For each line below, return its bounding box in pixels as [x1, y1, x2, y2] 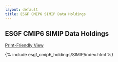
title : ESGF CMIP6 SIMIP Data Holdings [5, 12, 86, 16]
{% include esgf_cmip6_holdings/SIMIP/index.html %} [5, 52, 114, 58]
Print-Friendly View [5, 42, 44, 48]
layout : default [5, 7, 38, 12]
